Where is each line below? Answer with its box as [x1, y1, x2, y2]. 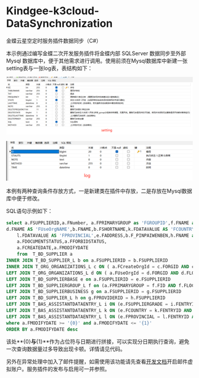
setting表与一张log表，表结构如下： [6, 64, 93, 72]
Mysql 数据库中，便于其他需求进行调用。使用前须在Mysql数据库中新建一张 [6, 57, 188, 64]
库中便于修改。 [6, 195, 43, 202]
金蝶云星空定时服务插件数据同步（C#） [6, 37, 102, 44]
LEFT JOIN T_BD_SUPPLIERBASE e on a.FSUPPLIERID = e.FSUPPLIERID [6, 276, 171, 282]
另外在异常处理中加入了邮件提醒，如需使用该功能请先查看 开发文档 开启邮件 [6, 358, 188, 365]
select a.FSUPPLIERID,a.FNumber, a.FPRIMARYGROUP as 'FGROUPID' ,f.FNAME [6, 220, 190, 226]
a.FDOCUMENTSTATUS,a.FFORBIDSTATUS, [17, 239, 108, 244]
